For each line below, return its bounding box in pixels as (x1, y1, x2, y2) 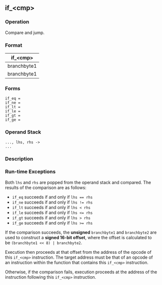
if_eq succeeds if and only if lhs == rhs (12, 194, 93, 200)
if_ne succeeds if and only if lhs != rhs (12, 199, 93, 205)
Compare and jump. (5, 29, 45, 36)
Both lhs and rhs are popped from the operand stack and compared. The (5, 179, 151, 185)
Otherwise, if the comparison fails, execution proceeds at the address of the (5, 269, 158, 275)
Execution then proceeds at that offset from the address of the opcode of (5, 249, 152, 255)
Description (5, 155, 33, 162)
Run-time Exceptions (5, 168, 56, 175)
